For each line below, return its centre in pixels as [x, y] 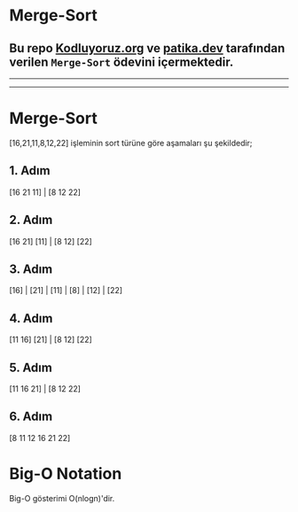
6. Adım [31, 417]
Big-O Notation [66, 474]
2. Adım [31, 220]
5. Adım [31, 367]
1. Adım [30, 171]
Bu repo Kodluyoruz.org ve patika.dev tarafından [147, 48]
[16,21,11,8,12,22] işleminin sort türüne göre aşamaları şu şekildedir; [131, 143]
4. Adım [31, 318]
